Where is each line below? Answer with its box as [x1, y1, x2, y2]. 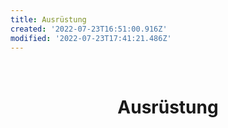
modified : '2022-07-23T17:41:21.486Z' [10, 33, 172, 43]
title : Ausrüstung [10, 14, 87, 25]
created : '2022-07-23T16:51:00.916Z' [10, 24, 168, 34]
